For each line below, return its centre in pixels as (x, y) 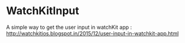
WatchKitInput (43, 11)
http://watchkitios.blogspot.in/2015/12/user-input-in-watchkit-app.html (92, 33)
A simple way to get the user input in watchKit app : (69, 27)
